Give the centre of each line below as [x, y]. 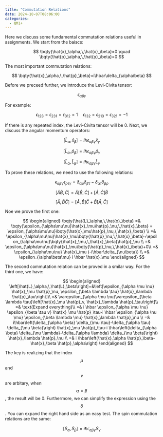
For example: [18, 105]
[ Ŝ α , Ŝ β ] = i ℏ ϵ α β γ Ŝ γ [82, 429]
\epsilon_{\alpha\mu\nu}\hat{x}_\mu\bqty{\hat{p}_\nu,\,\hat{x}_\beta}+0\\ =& [82, 247]
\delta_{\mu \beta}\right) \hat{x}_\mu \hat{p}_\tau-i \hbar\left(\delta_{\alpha [82, 328]
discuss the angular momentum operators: [47, 130]
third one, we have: [24, 272]
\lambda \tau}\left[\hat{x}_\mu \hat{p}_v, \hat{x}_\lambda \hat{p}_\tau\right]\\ [82, 302]
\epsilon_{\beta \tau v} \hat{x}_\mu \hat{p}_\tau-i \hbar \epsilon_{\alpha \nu [82, 312]
